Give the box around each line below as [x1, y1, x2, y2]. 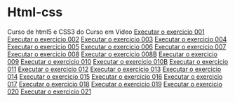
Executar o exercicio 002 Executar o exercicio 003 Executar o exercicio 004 [7, 34, 227, 43]
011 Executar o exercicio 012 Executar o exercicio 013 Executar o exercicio [7, 65, 222, 73]
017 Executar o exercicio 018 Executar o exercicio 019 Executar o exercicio [7, 79, 222, 88]
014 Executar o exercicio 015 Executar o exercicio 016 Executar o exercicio [7, 72, 223, 81]
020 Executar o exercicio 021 [7, 87, 91, 96]
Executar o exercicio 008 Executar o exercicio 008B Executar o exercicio [7, 50, 217, 58]
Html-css [7, 4, 63, 20]
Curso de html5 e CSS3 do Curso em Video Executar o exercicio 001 [7, 27, 205, 36]
